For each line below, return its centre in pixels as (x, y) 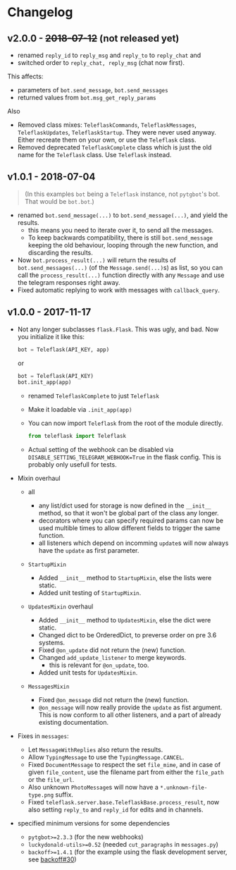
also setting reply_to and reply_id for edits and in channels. (116, 810)
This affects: (25, 76)
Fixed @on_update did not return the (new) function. (112, 650)
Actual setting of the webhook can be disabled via (101, 450)
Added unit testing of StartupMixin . (90, 593)
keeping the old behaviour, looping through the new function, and (123, 245)
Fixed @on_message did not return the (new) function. (114, 700)
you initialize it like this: (51, 336)
